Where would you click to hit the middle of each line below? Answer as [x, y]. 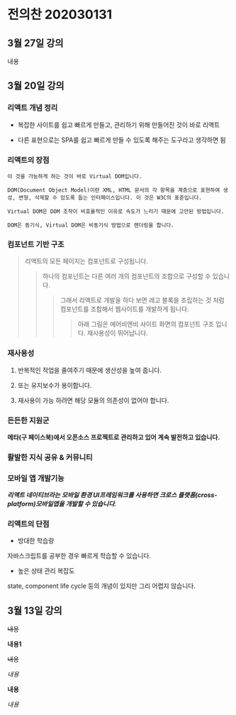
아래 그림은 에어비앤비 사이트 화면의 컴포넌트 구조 [146, 324]
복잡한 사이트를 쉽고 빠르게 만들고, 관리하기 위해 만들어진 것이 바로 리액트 [119, 124]
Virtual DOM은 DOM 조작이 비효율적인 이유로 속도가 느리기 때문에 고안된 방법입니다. [116, 211]
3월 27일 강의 [35, 43]
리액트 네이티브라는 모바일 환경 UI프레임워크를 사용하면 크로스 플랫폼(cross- [112, 495]
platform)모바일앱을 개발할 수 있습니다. [62, 504]
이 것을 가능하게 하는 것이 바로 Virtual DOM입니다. [75, 176]
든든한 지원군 [28, 420]
